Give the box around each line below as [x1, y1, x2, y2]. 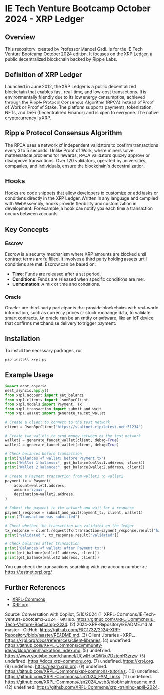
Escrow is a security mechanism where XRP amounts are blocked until [5, 251, 146, 257]
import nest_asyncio [5, 384, 47, 388]
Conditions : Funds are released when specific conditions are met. [12, 276, 145, 282]
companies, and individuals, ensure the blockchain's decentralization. [5, 163, 145, 169]
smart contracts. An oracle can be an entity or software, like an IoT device [5, 315, 154, 321]
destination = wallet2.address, [14, 492, 76, 497]
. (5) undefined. [80, 647, 111, 653]
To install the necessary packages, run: [5, 348, 84, 354]
